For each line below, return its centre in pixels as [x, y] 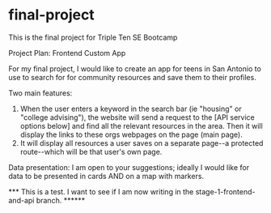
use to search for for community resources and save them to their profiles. [132, 77]
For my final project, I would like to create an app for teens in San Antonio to [135, 68]
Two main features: [40, 93]
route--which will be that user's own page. [91, 151]
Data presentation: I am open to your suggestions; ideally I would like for [129, 167]
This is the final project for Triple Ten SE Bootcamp [93, 37]
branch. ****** [61, 200]
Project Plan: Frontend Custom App [67, 53]
